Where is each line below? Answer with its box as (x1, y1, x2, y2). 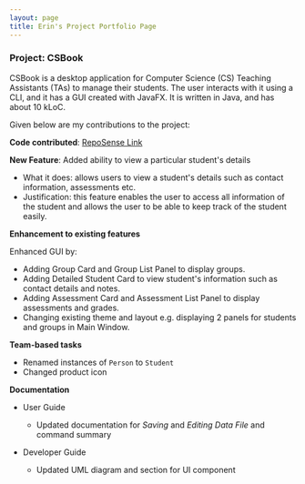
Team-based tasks (9, 338, 82, 350)
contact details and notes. (22, 283, 121, 294)
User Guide (22, 401, 66, 412)
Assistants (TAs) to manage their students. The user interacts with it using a (9, 82, 294, 93)
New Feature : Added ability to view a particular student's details (9, 154, 251, 165)
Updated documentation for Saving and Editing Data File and (36, 419, 266, 430)
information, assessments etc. (22, 181, 137, 192)
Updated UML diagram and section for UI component (36, 464, 236, 475)
